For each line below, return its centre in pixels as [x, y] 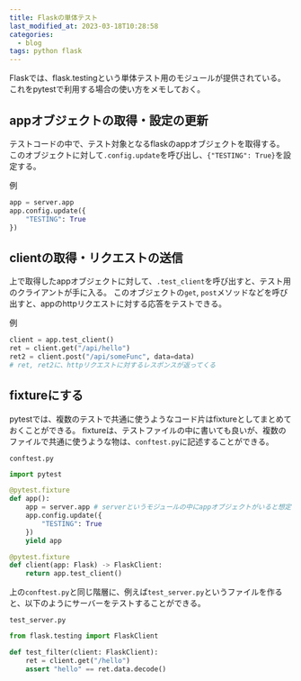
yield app [44, 540]
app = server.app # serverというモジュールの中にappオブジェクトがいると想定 [159, 507]
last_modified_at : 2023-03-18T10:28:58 [84, 26]
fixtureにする [46, 396]
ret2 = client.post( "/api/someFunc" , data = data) [102, 357]
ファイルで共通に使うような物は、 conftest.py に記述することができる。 [142, 441]
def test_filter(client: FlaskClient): [84, 653]
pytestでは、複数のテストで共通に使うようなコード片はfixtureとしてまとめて [150, 419]
